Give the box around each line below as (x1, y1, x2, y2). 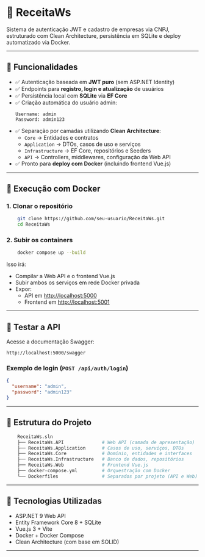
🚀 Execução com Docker (6, 184, 101, 194)
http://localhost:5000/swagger (6, 350, 86, 356)
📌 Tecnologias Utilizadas (6, 496, 102, 506)
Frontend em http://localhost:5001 (24, 298, 110, 306)
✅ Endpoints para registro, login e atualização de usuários (15, 85, 164, 92)
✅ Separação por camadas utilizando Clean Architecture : (15, 127, 162, 134)
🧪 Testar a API (6, 322, 61, 332)
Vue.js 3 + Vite (15, 525, 53, 533)
